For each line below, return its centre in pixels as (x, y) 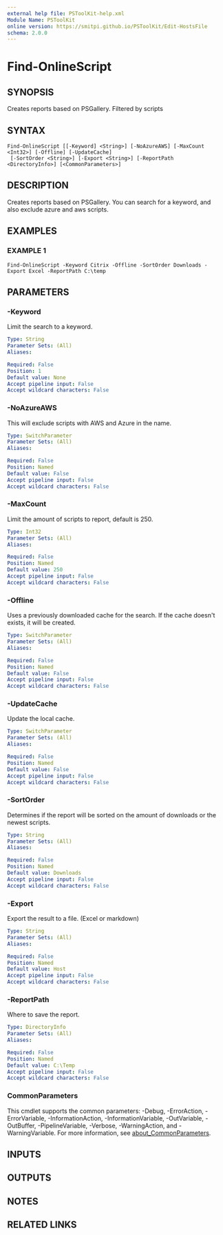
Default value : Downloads (44, 873)
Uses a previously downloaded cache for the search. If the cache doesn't (111, 615)
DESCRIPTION (38, 186)
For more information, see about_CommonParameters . (134, 1133)
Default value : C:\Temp (41, 1065)
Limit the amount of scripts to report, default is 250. (80, 519)
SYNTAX (26, 131)
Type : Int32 (24, 531)
